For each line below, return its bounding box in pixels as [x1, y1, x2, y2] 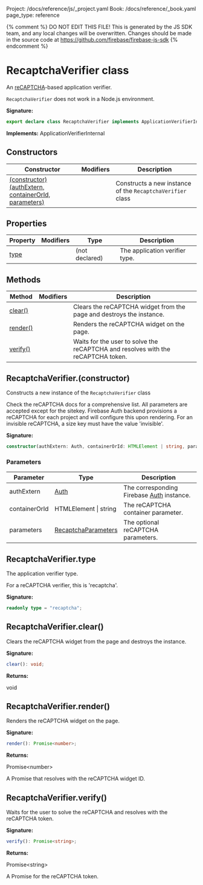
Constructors [6, 147, 58, 158]
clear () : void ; [6, 661, 45, 667]
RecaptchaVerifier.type [6, 554, 96, 564]
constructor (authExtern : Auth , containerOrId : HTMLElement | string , [6, 443, 185, 449]
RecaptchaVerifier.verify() [6, 793, 108, 803]
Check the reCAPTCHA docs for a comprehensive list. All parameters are [6, 401, 188, 408]
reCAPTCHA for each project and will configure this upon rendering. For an [6, 414, 193, 421]
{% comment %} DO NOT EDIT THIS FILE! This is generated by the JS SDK [6, 24, 193, 30]
